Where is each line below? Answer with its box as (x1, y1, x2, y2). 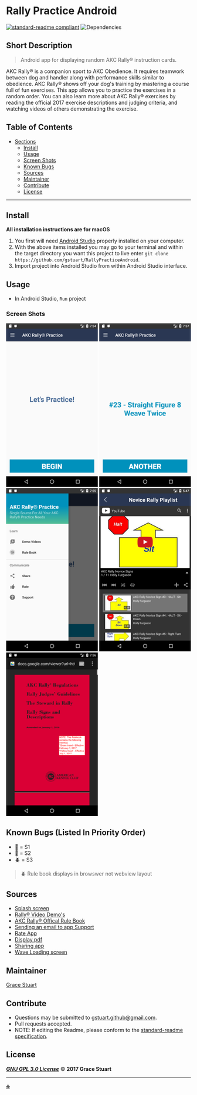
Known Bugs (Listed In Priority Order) (6, 828, 146, 838)
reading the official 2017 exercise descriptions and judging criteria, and (6, 99, 178, 106)
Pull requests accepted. (14, 1020, 72, 1027)
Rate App (14, 930, 37, 937)
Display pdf (14, 936, 43, 943)
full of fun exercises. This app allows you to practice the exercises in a (6, 86, 176, 94)
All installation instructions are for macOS (6, 226, 110, 233)
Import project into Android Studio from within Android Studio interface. (14, 262, 188, 269)
